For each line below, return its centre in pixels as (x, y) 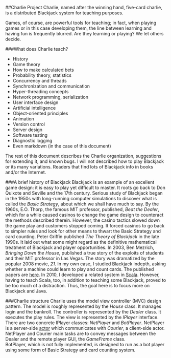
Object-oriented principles (40, 113)
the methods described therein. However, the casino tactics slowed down (82, 220)
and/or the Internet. (26, 172)
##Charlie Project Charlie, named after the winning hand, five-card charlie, (84, 7)
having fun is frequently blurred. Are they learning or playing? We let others (84, 34)
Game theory (27, 64)
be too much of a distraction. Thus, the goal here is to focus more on (78, 286)
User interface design (35, 102)
